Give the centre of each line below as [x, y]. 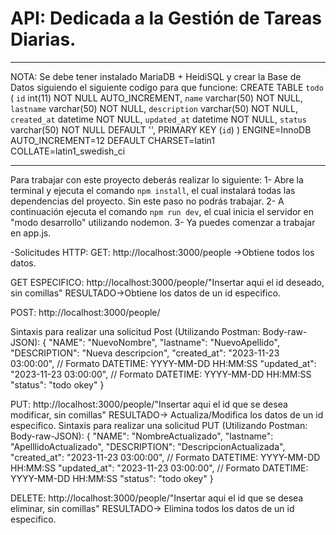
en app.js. [31, 233]
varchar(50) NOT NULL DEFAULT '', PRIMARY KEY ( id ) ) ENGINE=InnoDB [161, 129]
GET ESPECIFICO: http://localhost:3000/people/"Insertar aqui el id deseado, [167, 282]
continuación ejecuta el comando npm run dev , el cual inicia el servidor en [162, 211]
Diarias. [43, 39]
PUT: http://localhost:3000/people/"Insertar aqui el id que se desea [149, 404]
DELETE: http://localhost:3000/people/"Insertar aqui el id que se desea [157, 498]
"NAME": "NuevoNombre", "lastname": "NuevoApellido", [164, 342]
